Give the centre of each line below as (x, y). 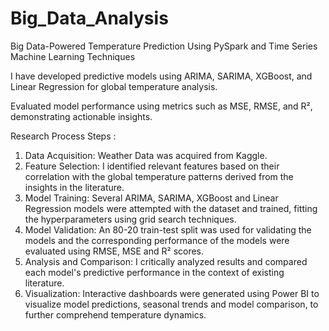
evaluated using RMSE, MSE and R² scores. (114, 251)
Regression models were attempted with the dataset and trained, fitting (171, 208)
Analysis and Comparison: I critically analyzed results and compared (166, 261)
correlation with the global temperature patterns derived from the (159, 176)
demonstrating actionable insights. (81, 116)
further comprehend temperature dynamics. (115, 314)
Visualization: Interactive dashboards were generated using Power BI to (172, 293)
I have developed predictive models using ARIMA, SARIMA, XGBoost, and (161, 76)
